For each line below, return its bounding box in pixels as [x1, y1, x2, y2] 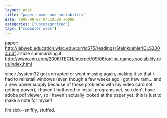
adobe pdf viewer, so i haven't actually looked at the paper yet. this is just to [5, 92, 162, 98]
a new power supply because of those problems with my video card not [5, 81, 153, 88]
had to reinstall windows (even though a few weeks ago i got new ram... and [5, 76, 162, 82]
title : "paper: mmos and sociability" [5, 12, 86, 17]
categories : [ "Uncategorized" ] [5, 21, 70, 27]
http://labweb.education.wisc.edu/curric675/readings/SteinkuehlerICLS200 [5, 45, 160, 51]
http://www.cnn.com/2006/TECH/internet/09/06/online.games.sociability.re [5, 56, 161, 62]
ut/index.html [5, 61, 32, 67]
